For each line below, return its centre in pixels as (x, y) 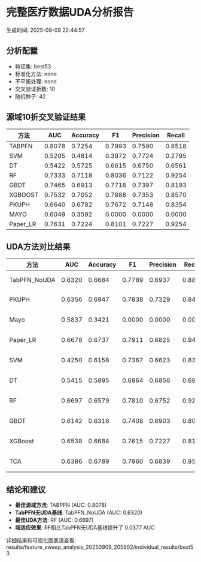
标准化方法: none (36, 74)
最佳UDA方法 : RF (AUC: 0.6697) (54, 520)
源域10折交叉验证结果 (46, 117)
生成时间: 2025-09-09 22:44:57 (45, 30)
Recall (176, 135)
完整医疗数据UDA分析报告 (70, 12)
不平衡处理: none (36, 81)
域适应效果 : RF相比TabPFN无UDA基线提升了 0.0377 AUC (85, 528)
